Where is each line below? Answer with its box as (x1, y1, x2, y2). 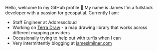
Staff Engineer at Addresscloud (12, 20, 77, 25)
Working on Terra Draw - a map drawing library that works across (12, 25, 148, 30)
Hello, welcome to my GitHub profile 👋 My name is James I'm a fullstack (5, 5, 153, 10)
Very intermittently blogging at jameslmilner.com (12, 40, 112, 46)
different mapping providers (12, 30, 70, 35)
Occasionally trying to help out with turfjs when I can (12, 35, 121, 41)
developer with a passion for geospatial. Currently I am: (5, 10, 119, 16)
